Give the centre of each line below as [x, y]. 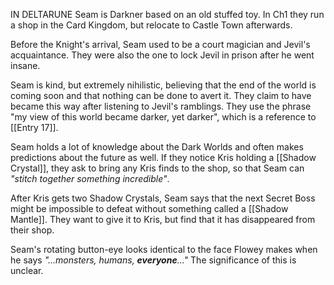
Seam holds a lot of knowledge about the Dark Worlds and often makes [157, 147]
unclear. [27, 270]
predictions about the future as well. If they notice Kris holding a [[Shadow [163, 157]
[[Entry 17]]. [34, 127]
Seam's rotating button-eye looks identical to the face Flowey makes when [164, 249]
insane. [25, 65]
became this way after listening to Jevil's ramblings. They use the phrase [161, 106]
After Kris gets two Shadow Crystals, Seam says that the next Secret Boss [163, 198]
